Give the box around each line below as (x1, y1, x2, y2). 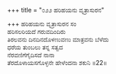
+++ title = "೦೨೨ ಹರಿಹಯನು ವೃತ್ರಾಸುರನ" (7, 6, 105, 14)
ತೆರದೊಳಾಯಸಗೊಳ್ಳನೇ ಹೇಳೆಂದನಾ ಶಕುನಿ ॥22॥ (7, 59, 108, 66)
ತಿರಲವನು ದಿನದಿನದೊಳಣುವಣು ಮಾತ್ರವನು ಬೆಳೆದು (7, 35, 109, 44)
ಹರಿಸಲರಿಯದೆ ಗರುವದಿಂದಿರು (7, 28, 66, 35)
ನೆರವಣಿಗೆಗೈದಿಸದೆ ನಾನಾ (7, 51, 55, 59)
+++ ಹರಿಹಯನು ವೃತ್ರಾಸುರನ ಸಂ (7, 20, 76, 28)
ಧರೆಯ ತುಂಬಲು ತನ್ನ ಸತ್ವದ (7, 43, 63, 51)
